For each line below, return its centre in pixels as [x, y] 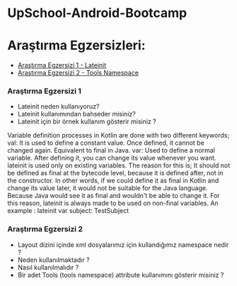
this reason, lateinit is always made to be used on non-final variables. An [113, 203]
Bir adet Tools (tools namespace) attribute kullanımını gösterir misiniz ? [121, 275]
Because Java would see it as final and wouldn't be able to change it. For [114, 196]
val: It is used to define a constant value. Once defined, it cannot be [106, 143]
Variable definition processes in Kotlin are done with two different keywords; [118, 136]
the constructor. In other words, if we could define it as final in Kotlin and [113, 181]
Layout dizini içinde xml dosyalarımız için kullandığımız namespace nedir [123, 244]
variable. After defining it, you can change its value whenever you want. [112, 158]
